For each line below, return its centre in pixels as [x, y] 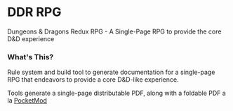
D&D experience [31, 38]
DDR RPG [34, 12]
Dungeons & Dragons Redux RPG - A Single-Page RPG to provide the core [114, 31]
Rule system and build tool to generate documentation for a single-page [111, 72]
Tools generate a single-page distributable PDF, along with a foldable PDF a [116, 93]
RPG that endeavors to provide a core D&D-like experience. [93, 80]
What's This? [31, 57]
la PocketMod [27, 101]
